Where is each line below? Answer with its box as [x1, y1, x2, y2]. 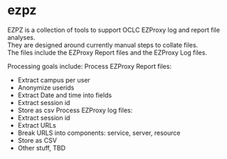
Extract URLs [17, 121, 57, 129]
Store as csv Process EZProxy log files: [17, 106, 133, 114]
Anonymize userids [17, 83, 75, 92]
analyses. [7, 33, 36, 41]
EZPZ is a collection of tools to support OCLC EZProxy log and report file [7, 26, 221, 34]
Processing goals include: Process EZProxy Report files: [7, 62, 172, 70]
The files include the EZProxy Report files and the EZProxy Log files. [7, 48, 208, 57]
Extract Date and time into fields [17, 91, 112, 99]
